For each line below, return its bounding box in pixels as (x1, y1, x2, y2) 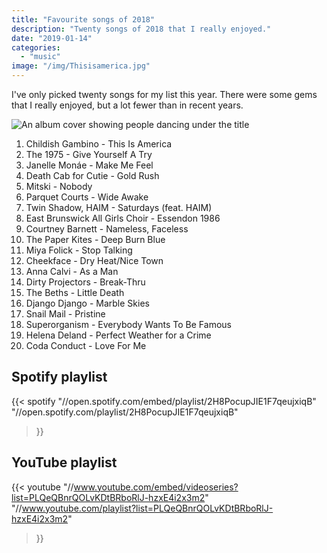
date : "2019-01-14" (11, 33, 93, 43)
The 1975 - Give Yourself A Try (25, 149, 153, 160)
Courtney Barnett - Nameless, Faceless (25, 223, 189, 235)
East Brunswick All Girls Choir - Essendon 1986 (25, 212, 221, 224)
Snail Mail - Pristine (25, 308, 106, 320)
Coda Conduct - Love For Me (25, 340, 147, 351)
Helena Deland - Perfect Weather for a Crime (25, 329, 212, 341)
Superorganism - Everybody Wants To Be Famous (25, 319, 232, 330)
